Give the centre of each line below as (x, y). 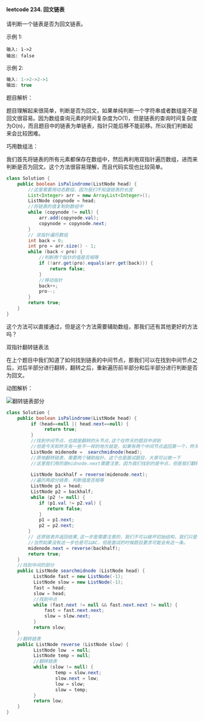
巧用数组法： (22, 146)
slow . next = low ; (77, 678)
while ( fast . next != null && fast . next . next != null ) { (105, 605)
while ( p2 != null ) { (58, 497)
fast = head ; (50, 588)
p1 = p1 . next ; (56, 520)
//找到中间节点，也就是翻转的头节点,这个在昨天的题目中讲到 (96, 441)
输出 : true (19, 85)
